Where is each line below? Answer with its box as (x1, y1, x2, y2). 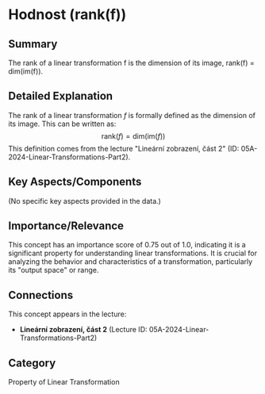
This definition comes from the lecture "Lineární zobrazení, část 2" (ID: (8, 143, 240, 153)
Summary (8, 37, 58, 51)
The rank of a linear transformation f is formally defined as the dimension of (8, 110, 256, 120)
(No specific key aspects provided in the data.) (8, 196, 161, 205)
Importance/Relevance (8, 220, 125, 233)
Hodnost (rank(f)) (8, 6, 127, 24)
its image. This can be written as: (8, 119, 117, 128)
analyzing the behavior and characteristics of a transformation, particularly (8, 257, 253, 266)
